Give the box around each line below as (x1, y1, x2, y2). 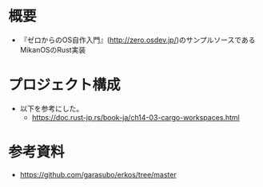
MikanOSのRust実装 (19, 45, 86, 54)
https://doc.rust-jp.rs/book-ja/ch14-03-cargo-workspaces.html (31, 112, 240, 122)
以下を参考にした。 (19, 103, 84, 113)
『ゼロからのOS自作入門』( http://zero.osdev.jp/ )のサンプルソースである (19, 35, 256, 45)
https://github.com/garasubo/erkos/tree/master (19, 169, 177, 179)
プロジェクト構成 (8, 76, 122, 94)
